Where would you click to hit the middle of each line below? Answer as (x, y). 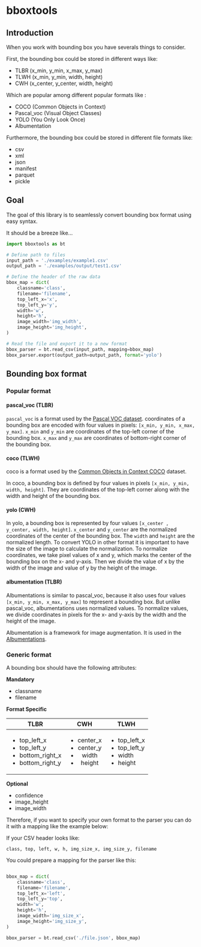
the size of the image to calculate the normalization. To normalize (87, 549)
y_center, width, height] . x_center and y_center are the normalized (91, 530)
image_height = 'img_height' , (52, 327)
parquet (25, 175)
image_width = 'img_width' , (49, 322)
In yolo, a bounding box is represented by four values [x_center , (88, 523)
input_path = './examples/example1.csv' (58, 260)
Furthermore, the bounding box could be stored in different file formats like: (100, 137)
